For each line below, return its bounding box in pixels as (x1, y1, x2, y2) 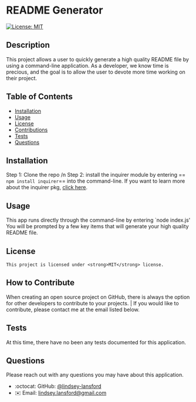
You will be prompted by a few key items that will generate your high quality (6, 223, 189, 230)
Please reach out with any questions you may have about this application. (6, 371, 184, 378)
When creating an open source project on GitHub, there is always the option (6, 293, 190, 301)
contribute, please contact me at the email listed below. (6, 306, 140, 313)
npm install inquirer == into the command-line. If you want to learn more (6, 177, 185, 184)
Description (6, 40, 50, 50)
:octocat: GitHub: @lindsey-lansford (14, 383, 102, 390)
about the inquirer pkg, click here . (6, 184, 88, 191)
